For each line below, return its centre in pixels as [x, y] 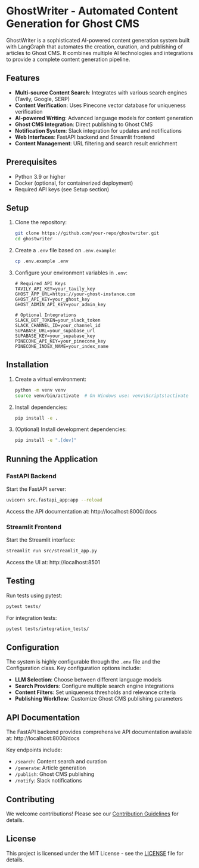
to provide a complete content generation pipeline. [68, 59]
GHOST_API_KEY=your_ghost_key [52, 299]
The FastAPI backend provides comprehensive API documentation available [99, 732]
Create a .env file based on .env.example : [66, 250]
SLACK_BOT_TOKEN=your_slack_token [57, 320]
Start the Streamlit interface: [41, 540]
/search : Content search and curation [61, 762]
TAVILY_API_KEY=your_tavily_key [55, 289]
